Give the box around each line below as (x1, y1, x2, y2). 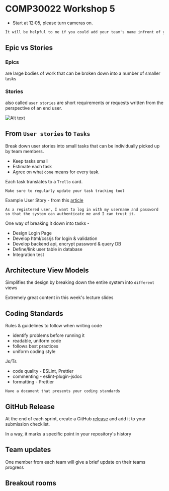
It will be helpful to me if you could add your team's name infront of (5, 29, 161, 34)
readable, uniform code (12, 338, 61, 344)
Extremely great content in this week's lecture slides (5, 294, 114, 301)
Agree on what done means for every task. (12, 169, 100, 175)
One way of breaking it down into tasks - (5, 220, 90, 226)
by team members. (5, 148, 44, 154)
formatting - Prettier (12, 379, 54, 385)
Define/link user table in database (12, 246, 83, 252)
